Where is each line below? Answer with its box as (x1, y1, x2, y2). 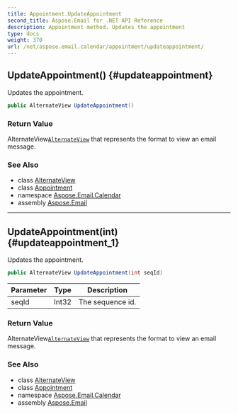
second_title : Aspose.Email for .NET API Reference (7, 17, 163, 24)
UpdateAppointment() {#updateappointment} (7, 69, 213, 81)
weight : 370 (7, 37, 42, 44)
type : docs (7, 30, 40, 38)
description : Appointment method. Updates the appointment (7, 23, 186, 30)
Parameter (11, 284, 47, 294)
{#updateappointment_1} (7, 236, 120, 248)
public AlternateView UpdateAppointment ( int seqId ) (7, 270, 163, 277)
